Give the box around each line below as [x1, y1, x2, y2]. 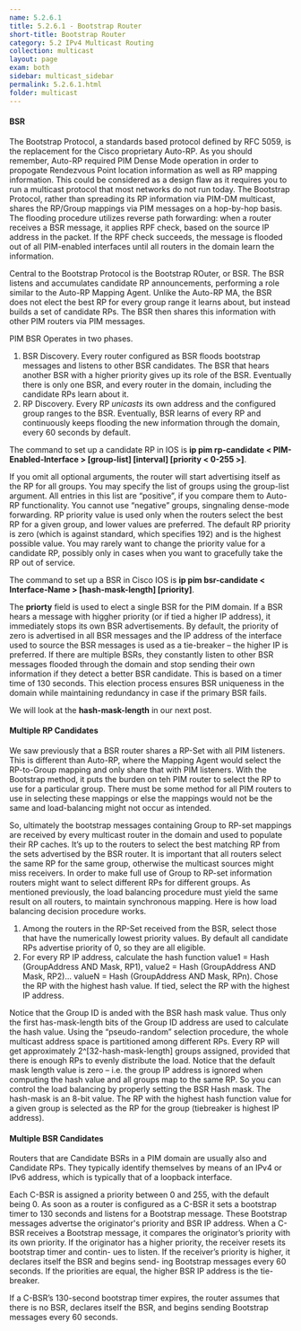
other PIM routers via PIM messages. [9, 315, 146, 326]
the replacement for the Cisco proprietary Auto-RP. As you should [9, 145, 253, 156]
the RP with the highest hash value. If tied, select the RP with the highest [21, 980, 290, 991]
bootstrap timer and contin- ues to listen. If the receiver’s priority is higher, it [9, 1247, 291, 1257]
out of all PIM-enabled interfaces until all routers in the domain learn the [9, 241, 275, 251]
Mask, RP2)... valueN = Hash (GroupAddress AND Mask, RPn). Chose [21, 971, 279, 982]
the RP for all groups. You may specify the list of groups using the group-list [9, 480, 289, 491]
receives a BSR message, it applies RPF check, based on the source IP [9, 222, 271, 233]
